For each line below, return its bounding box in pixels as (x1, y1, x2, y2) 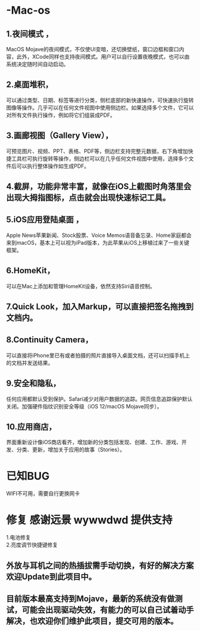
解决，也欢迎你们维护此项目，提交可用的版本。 (6, 616, 179, 626)
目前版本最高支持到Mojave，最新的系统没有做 (6, 593, 175, 604)
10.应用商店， (6, 422, 57, 432)
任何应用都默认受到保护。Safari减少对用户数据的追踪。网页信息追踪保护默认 (6, 395, 193, 402)
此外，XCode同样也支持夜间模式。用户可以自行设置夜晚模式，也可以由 (16, 53, 190, 60)
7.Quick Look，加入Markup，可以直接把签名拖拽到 (6, 302, 194, 312)
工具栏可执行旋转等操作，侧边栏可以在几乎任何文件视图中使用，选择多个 (11, 155, 189, 162)
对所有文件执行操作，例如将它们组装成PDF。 (6, 111, 116, 118)
